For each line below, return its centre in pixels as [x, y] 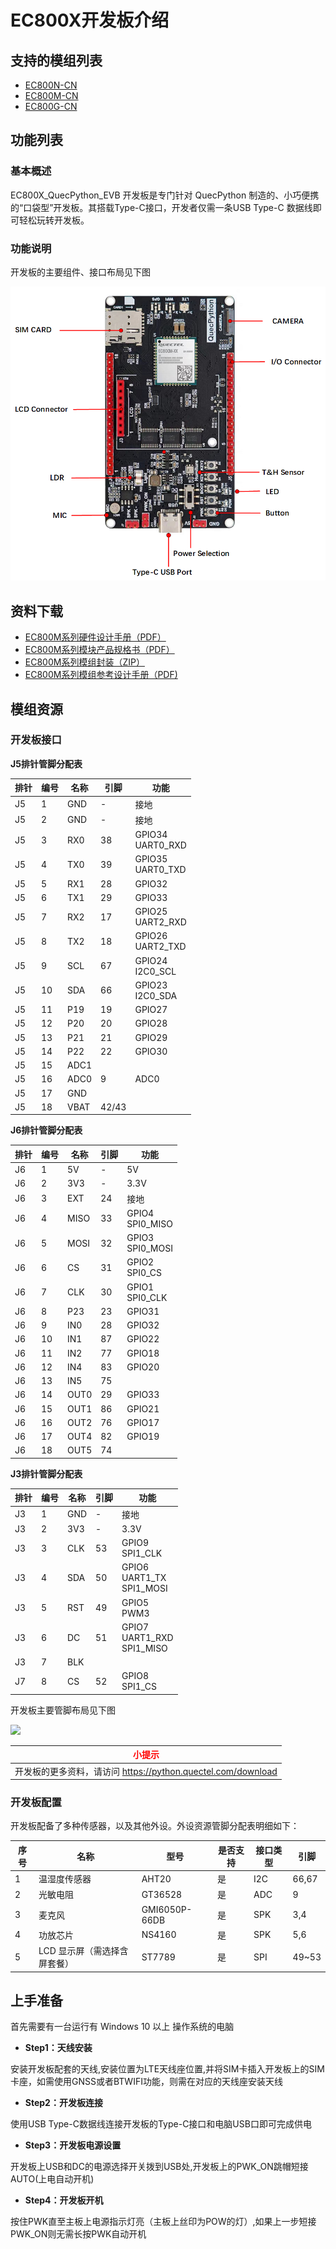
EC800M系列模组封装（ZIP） [84, 662]
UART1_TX [144, 1578]
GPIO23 [151, 985]
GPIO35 [151, 859]
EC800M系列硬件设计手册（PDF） [95, 637]
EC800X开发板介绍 [90, 20]
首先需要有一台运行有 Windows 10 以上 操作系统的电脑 [122, 2027]
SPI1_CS [139, 1687]
